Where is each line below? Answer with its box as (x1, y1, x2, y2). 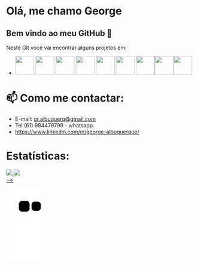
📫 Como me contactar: (6, 91, 124, 105)
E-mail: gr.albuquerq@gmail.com (14, 115, 96, 123)
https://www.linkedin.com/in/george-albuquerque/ (14, 128, 139, 135)
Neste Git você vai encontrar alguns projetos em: (6, 44, 127, 51)
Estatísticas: (6, 149, 70, 163)
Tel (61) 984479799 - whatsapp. (14, 121, 95, 129)
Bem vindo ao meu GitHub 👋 (6, 28, 112, 38)
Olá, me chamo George (6, 4, 122, 18)
